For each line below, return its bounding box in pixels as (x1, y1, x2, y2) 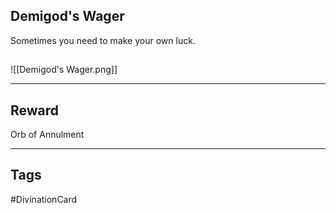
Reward (10, 102, 60, 119)
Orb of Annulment (10, 129, 85, 141)
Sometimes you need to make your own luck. (10, 34, 196, 46)
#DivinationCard (10, 193, 78, 205)
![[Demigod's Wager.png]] (10, 64, 118, 76)
